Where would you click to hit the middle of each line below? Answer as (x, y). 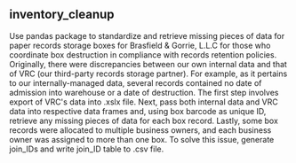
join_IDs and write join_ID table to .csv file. (87, 149)
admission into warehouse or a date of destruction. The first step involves (144, 92)
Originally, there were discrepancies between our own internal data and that (148, 64)
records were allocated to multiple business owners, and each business (140, 130)
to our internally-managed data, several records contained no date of (136, 82)
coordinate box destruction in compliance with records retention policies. (143, 54)
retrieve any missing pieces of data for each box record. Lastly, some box (144, 120)
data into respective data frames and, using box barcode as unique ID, (138, 111)
